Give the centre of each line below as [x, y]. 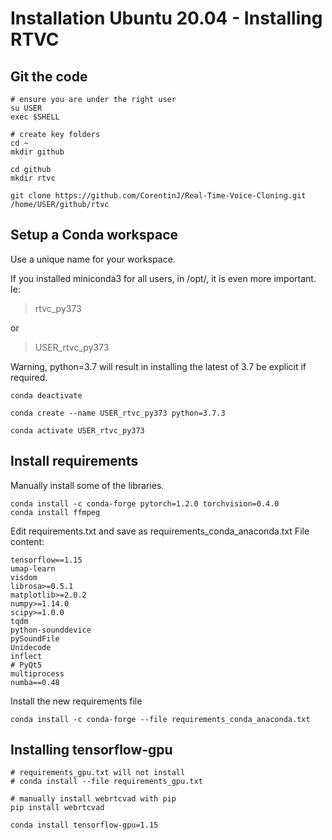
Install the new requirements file [76, 701]
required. [29, 377]
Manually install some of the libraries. [87, 485]
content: [27, 541]
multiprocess [37, 673]
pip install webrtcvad [57, 808]
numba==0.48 [35, 682]
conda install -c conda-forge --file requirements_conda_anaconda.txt [160, 719]
